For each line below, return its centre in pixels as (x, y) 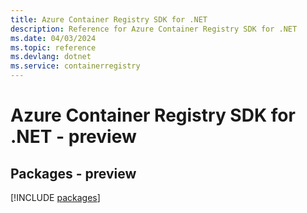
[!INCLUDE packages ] (55, 197)
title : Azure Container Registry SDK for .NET (109, 19)
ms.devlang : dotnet (51, 57)
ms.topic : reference (53, 47)
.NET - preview (73, 137)
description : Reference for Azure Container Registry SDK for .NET (154, 29)
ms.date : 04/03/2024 (53, 38)
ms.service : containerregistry (75, 66)
